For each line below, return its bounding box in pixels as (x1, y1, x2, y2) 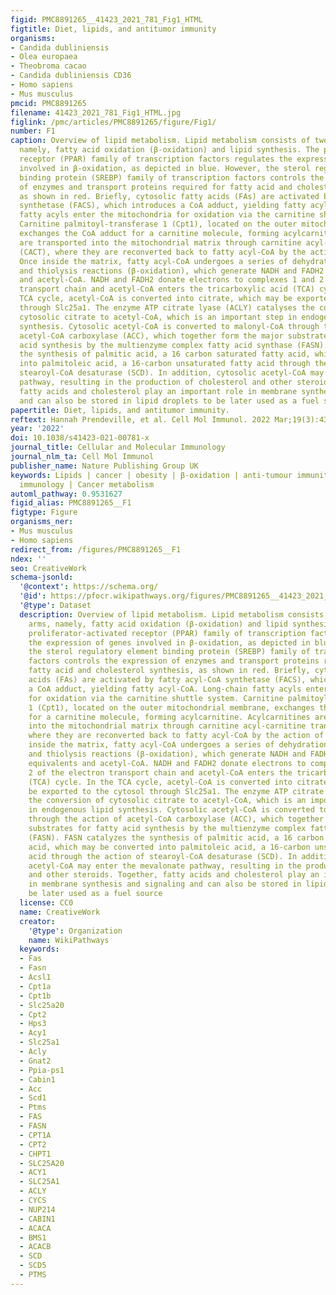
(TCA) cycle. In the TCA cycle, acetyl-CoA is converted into (28, 777, 293, 787)
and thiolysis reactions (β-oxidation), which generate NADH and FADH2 (19, 266, 325, 276)
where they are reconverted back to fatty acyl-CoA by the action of (28, 731, 325, 741)
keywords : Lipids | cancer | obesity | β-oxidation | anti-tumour (10, 470, 293, 480)
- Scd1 (19, 1093, 47, 1103)
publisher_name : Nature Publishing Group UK (10, 461, 199, 471)
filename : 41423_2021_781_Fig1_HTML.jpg (10, 107, 182, 118)
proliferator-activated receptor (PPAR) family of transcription (28, 628, 307, 638)
